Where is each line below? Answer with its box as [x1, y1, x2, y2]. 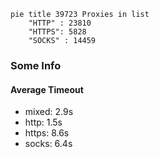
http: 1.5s [24, 116, 63, 129]
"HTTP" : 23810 [28, 18, 92, 28]
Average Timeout [10, 83, 84, 95]
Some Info [10, 58, 62, 72]
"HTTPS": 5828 [28, 27, 87, 37]
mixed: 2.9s [24, 106, 74, 118]
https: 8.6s [24, 127, 70, 139]
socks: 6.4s [24, 138, 73, 150]
